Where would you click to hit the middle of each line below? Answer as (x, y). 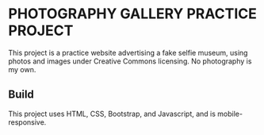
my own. (22, 69)
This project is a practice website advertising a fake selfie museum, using (128, 52)
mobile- (230, 114)
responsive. (27, 122)
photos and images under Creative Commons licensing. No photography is (130, 61)
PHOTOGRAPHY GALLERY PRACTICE (133, 14)
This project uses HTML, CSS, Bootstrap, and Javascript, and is (112, 114)
